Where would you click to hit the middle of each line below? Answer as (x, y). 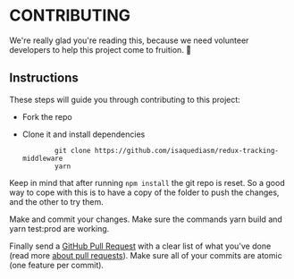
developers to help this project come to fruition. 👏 (101, 49)
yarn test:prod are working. (59, 228)
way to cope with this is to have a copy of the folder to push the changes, (144, 192)
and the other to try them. (57, 201)
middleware (42, 158)
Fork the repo (47, 116)
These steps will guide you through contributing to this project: (125, 99)
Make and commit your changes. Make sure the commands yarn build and (146, 219)
